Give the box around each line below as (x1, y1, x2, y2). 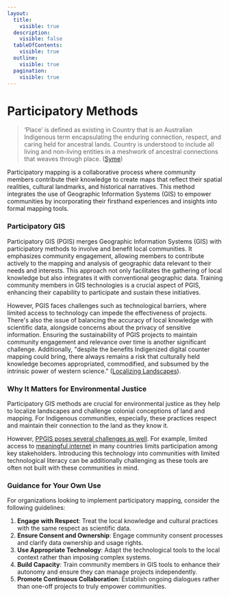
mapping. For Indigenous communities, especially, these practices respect (7, 414, 217, 422)
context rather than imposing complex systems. (16, 553, 152, 561)
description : (13, 29, 51, 36)
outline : (13, 55, 38, 62)
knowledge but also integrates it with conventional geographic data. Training (7, 273, 223, 281)
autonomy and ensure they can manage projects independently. (16, 568, 197, 576)
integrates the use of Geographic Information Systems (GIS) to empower (7, 190, 212, 199)
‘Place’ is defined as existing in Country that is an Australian (23, 126, 193, 134)
